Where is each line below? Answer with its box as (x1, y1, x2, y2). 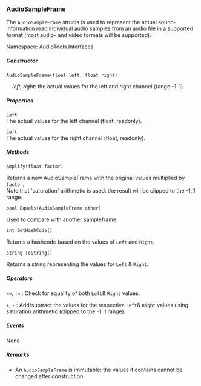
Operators (6, 275, 33, 282)
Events (6, 322, 24, 329)
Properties (6, 96, 34, 104)
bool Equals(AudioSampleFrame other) (6, 205, 102, 211)
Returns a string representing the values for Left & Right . (6, 261, 149, 268)
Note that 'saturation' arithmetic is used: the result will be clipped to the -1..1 (6, 187, 196, 195)
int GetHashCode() (6, 228, 53, 234)
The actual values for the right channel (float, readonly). (6, 135, 146, 142)
